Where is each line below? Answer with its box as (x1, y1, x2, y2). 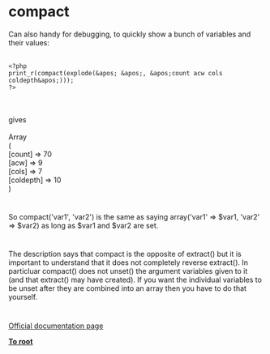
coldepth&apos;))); (8, 76, 75, 84)
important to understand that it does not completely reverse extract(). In (8, 258, 249, 267)
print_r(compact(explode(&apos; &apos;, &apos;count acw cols (8, 69, 223, 77)
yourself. (8, 292, 38, 302)
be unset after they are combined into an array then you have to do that (8, 284, 247, 293)
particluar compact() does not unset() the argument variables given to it (8, 267, 248, 276)
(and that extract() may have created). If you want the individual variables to (8, 275, 262, 285)
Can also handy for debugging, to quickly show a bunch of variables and (8, 29, 251, 39)
